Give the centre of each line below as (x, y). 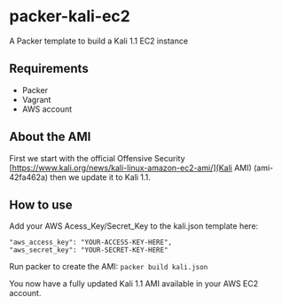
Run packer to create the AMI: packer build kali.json (109, 267)
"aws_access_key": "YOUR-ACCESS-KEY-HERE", (91, 242)
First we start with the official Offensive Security (97, 158)
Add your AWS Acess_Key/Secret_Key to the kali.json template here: (134, 226)
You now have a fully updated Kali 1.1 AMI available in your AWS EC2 (134, 284)
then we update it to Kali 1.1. (100, 177)
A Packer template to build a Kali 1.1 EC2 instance (99, 41)
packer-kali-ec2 (70, 16)
